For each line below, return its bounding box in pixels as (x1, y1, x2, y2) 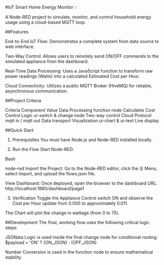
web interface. (5, 44, 35, 49)
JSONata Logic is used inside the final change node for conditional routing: (5, 234, 158, 240)
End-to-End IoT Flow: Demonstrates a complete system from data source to (5, 38, 159, 44)
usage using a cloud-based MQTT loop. (5, 19, 86, 25)
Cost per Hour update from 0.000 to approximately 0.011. (12, 200, 128, 206)
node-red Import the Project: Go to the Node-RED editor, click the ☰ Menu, (5, 165, 158, 171)
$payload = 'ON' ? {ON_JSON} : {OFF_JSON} (5, 239, 97, 245)
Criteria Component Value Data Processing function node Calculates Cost (5, 107, 155, 113)
